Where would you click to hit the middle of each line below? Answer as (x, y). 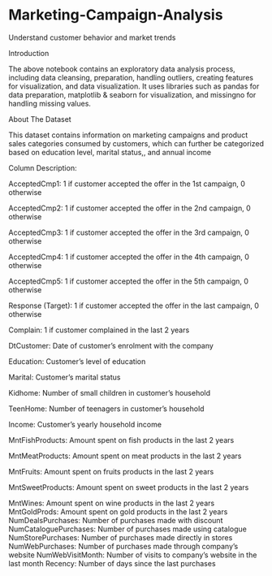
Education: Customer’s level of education (77, 361)
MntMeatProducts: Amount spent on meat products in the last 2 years (125, 456)
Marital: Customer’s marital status (65, 377)
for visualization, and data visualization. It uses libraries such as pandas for (134, 86)
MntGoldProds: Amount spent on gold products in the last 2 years (118, 511)
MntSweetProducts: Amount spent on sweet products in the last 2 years (129, 487)
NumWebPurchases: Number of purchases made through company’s (123, 546)
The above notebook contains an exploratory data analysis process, (122, 69)
